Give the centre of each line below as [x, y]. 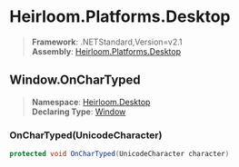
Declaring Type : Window [79, 112]
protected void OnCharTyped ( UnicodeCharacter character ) [119, 154]
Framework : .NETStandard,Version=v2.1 [107, 42]
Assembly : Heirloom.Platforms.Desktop [106, 51]
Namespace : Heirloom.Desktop [91, 102]
